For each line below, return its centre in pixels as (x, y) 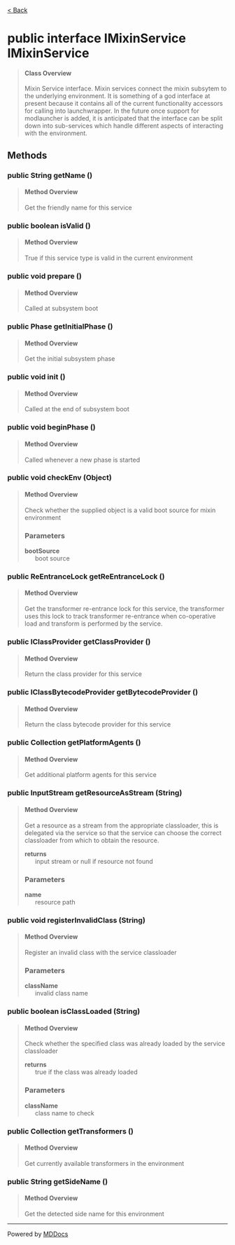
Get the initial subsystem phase (70, 359)
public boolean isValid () (49, 226)
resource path (55, 902)
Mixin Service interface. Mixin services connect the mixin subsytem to (126, 89)
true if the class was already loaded (86, 1072)
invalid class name (62, 993)
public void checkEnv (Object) (59, 478)
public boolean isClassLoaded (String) (74, 1012)
